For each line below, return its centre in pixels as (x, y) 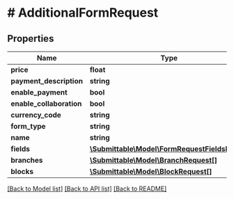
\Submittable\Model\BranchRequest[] (154, 160)
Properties (31, 39)
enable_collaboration (46, 104)
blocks (22, 172)
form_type (29, 126)
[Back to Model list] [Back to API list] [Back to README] (87, 189)
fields (20, 149)
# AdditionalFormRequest (83, 13)
